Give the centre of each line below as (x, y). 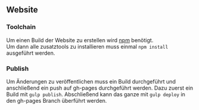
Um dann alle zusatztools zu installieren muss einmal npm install (87, 46)
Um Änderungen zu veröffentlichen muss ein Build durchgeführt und (91, 81)
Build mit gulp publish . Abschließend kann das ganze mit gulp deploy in (96, 94)
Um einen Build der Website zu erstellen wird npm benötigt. (80, 40)
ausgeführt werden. (31, 53)
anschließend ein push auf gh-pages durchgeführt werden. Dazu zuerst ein (100, 88)
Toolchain (21, 27)
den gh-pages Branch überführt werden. (57, 100)
